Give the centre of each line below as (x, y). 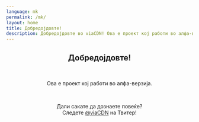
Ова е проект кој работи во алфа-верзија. (99, 83)
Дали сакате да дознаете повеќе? (99, 106)
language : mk (22, 12)
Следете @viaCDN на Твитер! (99, 113)
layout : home (22, 23)
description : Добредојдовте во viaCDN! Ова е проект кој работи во (91, 34)
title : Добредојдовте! (34, 28)
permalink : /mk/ (26, 17)
